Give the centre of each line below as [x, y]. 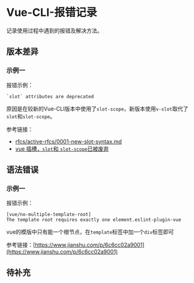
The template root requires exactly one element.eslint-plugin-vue [94, 220]
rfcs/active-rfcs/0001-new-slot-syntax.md [68, 141]
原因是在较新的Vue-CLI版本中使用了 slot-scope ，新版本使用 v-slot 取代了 [97, 109]
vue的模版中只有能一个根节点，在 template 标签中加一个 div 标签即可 [90, 232]
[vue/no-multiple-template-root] [49, 215]
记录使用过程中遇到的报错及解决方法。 [54, 30]
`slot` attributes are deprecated [50, 96]
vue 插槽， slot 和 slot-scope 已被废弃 [62, 149]
